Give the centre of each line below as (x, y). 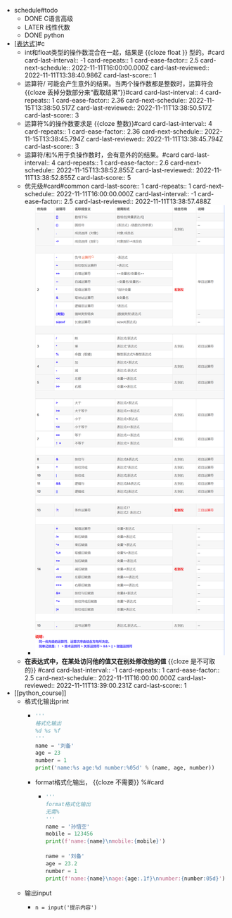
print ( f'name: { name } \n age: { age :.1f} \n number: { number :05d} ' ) (135, 879)
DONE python (44, 35)
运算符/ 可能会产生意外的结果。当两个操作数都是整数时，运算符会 (119, 83)
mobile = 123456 (69, 834)
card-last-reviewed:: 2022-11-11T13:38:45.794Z (155, 139)
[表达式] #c (29, 44)
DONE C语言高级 (49, 18)
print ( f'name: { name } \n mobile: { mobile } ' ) (105, 841)
